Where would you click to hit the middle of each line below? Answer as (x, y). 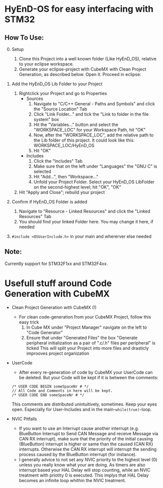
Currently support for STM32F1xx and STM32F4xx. (56, 264)
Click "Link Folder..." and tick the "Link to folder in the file (91, 114)
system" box (46, 119)
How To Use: (24, 37)
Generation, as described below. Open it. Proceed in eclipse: (80, 74)
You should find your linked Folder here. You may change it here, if (86, 222)
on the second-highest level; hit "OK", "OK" (77, 187)
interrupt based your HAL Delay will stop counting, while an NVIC (85, 470)
